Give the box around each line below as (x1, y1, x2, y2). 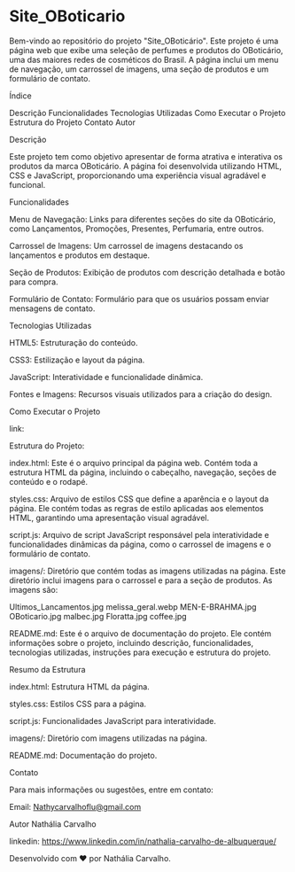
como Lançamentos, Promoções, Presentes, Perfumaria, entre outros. (9, 223, 264, 234)
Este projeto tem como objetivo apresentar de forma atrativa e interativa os (9, 151, 283, 161)
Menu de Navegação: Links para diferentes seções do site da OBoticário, (9, 214, 276, 224)
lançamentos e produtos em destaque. (9, 250, 151, 261)
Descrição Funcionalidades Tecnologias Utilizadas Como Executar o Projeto (9, 107, 286, 118)
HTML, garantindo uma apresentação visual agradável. (9, 512, 210, 523)
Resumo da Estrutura (9, 664, 86, 674)
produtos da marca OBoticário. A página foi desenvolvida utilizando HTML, (9, 160, 282, 171)
